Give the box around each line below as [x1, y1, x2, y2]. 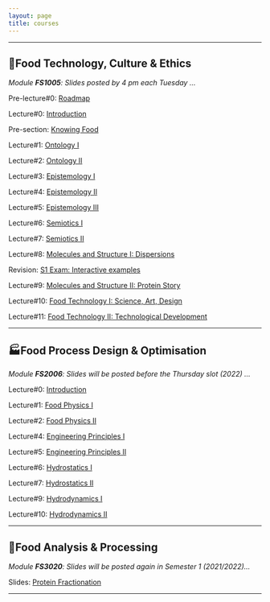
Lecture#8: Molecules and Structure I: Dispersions [8, 249, 175, 259]
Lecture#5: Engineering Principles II [8, 447, 127, 457]
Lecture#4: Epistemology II [8, 187, 98, 197]
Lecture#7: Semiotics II [8, 234, 84, 244]
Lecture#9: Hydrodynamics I [8, 494, 103, 504]
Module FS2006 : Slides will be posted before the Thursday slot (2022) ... [8, 369, 251, 379]
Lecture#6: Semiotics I [8, 218, 83, 228]
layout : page [8, 11, 52, 20]
